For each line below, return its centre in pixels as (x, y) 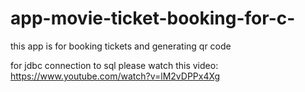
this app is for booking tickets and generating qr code (121, 46)
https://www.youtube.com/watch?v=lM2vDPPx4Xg (115, 76)
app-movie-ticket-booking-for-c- (153, 18)
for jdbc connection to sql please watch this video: (114, 65)
